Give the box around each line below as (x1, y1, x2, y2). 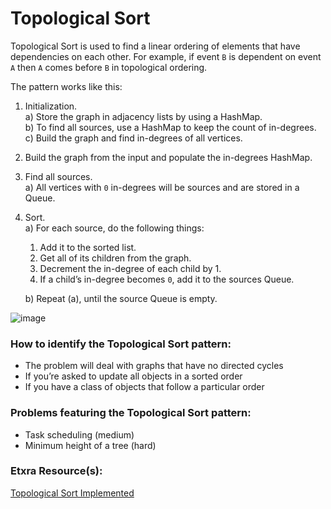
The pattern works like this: (10, 80, 123, 92)
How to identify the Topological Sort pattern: (10, 337, 232, 351)
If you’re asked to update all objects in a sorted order (24, 370, 243, 382)
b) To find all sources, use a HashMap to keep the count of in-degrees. (24, 121, 317, 133)
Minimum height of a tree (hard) (24, 439, 157, 451)
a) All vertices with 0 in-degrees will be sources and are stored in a (24, 181, 300, 193)
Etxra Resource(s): (10, 464, 103, 478)
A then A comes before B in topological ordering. (10, 61, 208, 73)
